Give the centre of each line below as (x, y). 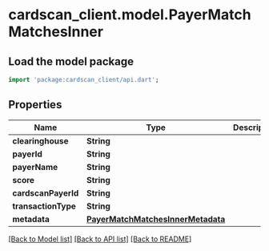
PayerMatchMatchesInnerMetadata (156, 219)
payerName (35, 167)
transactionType (44, 206)
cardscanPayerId (46, 192)
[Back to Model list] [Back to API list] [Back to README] (100, 239)
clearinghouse (40, 140)
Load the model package (71, 61)
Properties (35, 105)
